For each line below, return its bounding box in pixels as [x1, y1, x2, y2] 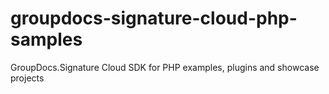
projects [10, 72, 45, 84]
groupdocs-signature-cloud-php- [10, 7, 298, 30]
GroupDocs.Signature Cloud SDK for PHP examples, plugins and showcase [10, 61, 320, 73]
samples [10, 28, 83, 51]
